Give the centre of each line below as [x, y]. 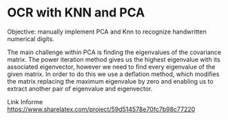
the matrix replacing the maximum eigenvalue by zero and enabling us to [110, 81]
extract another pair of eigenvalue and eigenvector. [80, 88]
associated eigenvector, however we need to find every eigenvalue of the [111, 67]
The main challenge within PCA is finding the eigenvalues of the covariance [114, 52]
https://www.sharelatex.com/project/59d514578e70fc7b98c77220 [101, 109]
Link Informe [25, 101]
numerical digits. [31, 38]
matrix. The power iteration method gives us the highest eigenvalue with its [114, 59]
